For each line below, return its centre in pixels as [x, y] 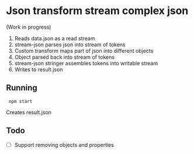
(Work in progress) [29, 27]
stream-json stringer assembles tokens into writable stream [86, 63]
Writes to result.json [39, 69]
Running [22, 88]
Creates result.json [29, 112]
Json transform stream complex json [97, 11]
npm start [20, 101]
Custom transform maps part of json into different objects [84, 50]
